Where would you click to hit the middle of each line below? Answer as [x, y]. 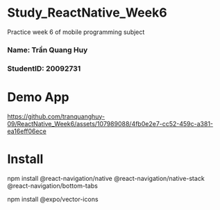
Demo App [38, 97]
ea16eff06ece [27, 131]
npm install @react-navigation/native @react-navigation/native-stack [106, 178]
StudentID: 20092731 [44, 69]
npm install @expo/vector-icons [53, 199]
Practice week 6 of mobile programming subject [76, 32]
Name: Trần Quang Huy [48, 50]
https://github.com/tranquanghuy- [56, 116]
